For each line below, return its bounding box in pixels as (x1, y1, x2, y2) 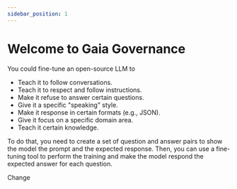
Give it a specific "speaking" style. (17, 101, 118, 109)
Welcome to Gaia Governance (7, 40, 186, 57)
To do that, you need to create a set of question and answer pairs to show (7, 137, 223, 145)
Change (7, 173, 30, 181)
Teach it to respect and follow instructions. (17, 86, 143, 94)
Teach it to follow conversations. (17, 78, 113, 86)
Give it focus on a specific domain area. (17, 115, 134, 124)
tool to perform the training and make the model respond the (27, 151, 204, 160)
